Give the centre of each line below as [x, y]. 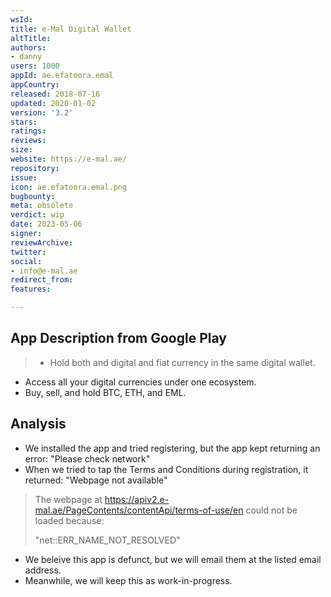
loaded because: [69, 520]
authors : [28, 47]
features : [31, 289]
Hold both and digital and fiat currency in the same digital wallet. [182, 362]
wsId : [21, 19]
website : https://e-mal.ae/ [69, 159]
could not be [271, 510]
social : [26, 261]
